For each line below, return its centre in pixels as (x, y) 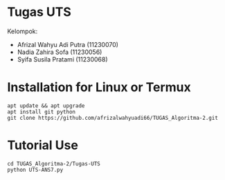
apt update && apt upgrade (46, 106)
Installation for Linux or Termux (99, 88)
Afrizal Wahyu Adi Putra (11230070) (68, 44)
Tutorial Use (43, 145)
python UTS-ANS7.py (35, 170)
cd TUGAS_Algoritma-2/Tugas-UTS (54, 163)
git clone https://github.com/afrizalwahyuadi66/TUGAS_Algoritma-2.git (112, 118)
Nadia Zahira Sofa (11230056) (60, 52)
